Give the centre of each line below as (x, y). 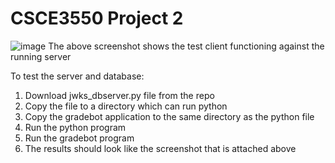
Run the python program (75, 127)
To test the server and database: (77, 76)
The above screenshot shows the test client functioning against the (186, 46)
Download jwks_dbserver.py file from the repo (119, 95)
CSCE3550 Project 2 (97, 18)
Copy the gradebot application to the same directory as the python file (169, 116)
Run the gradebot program (79, 138)
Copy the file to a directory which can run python (126, 106)
